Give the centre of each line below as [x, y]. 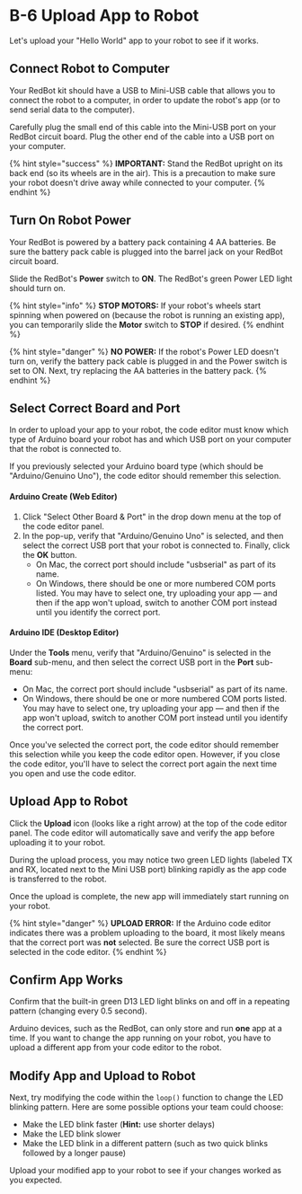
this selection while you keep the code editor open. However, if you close [145, 754]
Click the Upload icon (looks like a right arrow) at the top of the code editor [148, 823]
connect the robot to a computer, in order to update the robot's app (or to [145, 100]
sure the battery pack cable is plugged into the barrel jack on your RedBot [146, 252]
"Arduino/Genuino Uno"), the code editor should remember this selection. [145, 476]
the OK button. [50, 554]
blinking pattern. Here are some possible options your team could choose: [147, 1107]
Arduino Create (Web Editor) [63, 496]
